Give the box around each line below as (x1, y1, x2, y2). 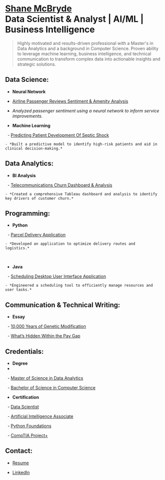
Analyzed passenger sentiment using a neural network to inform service (12, 108, 160, 113)
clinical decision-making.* (5, 146, 63, 151)
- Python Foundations (7, 423, 52, 429)
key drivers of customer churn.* (5, 196, 74, 201)
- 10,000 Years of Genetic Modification (7, 324, 86, 330)
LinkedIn (12, 469, 30, 475)
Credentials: (5, 347, 44, 356)
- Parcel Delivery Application (7, 232, 66, 238)
